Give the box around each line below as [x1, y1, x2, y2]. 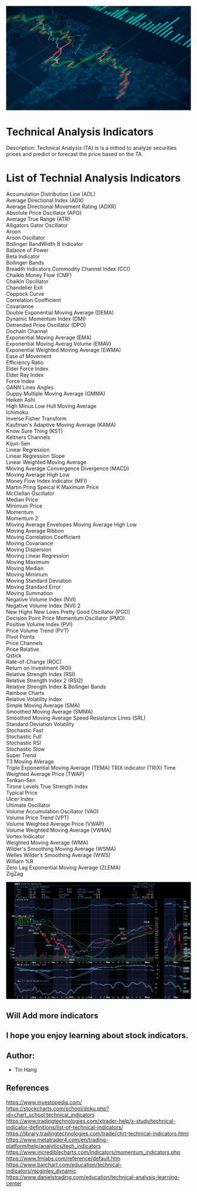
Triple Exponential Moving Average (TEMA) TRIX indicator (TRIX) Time [6, 764, 176, 771]
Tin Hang [14, 1066, 37, 1073]
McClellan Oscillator [6, 490, 55, 497]
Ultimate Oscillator [6, 802, 51, 809]
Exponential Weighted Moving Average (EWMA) [6, 346, 121, 354]
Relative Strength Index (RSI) [6, 671, 76, 678]
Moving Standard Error [6, 583, 62, 590]
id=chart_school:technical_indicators [6, 1111, 95, 1118]
